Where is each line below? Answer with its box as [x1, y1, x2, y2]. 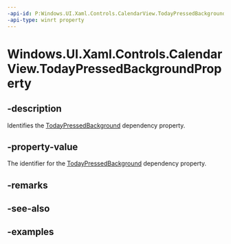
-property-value [7, 141, 78, 152]
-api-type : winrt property [7, 17, 85, 23]
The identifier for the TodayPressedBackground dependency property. [7, 159, 207, 167]
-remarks [7, 179, 48, 191]
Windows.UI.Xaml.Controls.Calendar [7, 46, 223, 62]
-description [7, 103, 62, 114]
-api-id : [7, 10, 32, 17]
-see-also [7, 203, 50, 214]
